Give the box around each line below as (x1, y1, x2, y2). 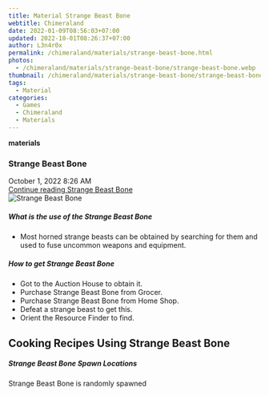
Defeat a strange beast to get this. (19, 305, 133, 314)
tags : (8, 79, 26, 87)
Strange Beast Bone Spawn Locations (8, 358, 138, 369)
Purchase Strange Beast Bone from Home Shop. (19, 296, 179, 305)
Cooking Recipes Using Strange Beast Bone (8, 336, 231, 350)
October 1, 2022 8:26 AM (8, 176, 92, 186)
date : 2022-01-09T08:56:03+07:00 (8, 26, 120, 34)
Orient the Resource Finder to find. (19, 313, 134, 323)
